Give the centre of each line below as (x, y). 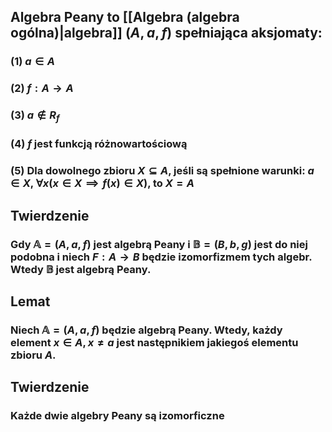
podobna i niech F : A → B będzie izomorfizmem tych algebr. (161, 257)
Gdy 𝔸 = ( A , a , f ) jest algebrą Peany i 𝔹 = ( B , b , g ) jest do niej (159, 244)
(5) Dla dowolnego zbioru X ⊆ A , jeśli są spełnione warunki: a (162, 171)
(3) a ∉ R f (35, 116)
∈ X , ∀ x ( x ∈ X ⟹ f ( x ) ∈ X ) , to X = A (102, 183)
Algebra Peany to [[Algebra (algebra (125, 17)
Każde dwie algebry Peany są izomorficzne (117, 416)
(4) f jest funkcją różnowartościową (99, 144)
